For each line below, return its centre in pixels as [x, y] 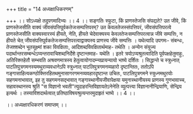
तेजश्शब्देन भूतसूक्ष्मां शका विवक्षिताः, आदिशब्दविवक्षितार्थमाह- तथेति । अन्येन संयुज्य [81, 47]
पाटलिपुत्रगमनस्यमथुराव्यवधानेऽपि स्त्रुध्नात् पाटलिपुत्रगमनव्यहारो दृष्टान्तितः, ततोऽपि [80, 67]
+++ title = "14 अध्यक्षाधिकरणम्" [40, 9]
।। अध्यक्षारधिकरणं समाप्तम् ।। [37, 105]
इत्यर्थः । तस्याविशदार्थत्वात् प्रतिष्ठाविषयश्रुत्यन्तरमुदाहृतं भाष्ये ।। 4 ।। [71, 93]
